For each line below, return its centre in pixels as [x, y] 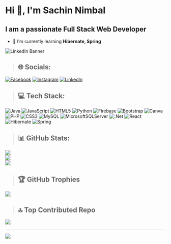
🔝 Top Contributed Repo [56, 210]
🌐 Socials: [34, 67]
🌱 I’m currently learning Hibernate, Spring [57, 41]
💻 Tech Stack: [41, 96]
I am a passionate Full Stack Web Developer [76, 29]
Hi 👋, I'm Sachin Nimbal [55, 10]
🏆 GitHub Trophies [49, 179]
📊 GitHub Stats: [44, 139]
